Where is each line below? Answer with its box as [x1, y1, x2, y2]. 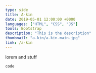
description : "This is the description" [5, 31, 92, 36]
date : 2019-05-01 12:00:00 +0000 [5, 17, 76, 22]
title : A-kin [5, 12, 33, 17]
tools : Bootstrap [5, 26, 42, 31]
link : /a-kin [5, 40, 33, 45]
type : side [5, 7, 28, 13]
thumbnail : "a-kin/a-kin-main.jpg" [5, 36, 80, 41]
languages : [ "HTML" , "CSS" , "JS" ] [5, 21, 78, 27]
